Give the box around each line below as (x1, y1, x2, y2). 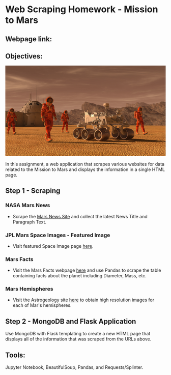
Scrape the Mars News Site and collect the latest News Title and (12, 213, 148, 219)
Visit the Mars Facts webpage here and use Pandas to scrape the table (12, 267, 161, 273)
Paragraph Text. (12, 219, 47, 225)
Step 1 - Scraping (5, 187, 61, 195)
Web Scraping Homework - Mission (5, 4, 158, 15)
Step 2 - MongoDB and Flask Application (5, 317, 136, 326)
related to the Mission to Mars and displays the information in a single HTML (5, 166, 165, 172)
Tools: (5, 351, 25, 359)
